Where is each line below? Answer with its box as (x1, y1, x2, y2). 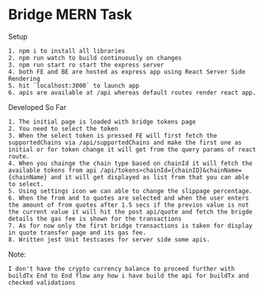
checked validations (8, 279, 77, 287)
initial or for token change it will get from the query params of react (8, 145, 257, 154)
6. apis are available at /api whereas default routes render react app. (8, 89, 257, 97)
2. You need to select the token (8, 124, 119, 132)
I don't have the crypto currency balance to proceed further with (8, 264, 236, 272)
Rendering (8, 74, 41, 82)
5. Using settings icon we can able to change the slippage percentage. (8, 187, 253, 195)
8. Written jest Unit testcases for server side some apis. (8, 235, 211, 243)
